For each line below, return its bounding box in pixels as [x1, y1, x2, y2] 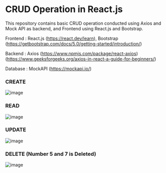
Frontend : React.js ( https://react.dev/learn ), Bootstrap [5, 35, 118, 41]
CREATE [5, 78, 26, 85]
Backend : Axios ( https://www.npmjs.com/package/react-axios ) [5, 50, 138, 56]
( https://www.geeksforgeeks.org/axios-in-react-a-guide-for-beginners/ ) [5, 55, 156, 62]
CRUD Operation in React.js [5, 4, 123, 15]
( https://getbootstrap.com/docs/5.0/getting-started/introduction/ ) [5, 40, 142, 46]
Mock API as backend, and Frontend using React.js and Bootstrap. [5, 25, 143, 31]
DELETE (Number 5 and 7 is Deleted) [5, 150, 96, 157]
